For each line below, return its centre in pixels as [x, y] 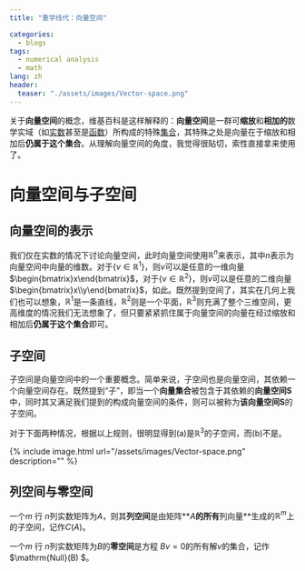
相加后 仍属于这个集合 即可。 [61, 325]
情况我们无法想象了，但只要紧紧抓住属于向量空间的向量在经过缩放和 [168, 313]
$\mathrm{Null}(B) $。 [52, 558]
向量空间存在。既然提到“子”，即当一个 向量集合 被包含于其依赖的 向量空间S [154, 391]
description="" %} [44, 461]
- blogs [32, 43]
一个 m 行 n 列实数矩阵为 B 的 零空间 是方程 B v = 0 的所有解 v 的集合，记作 [139, 546]
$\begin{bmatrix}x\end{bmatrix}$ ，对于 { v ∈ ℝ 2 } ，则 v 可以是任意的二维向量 [151, 277]
